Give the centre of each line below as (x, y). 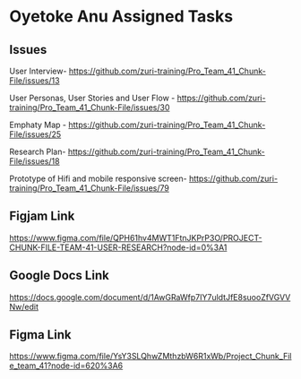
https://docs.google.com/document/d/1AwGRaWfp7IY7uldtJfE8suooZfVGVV (150, 297)
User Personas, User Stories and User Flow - (92, 98)
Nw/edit (24, 306)
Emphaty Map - (38, 125)
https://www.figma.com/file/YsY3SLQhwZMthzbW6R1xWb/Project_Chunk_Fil (150, 357)
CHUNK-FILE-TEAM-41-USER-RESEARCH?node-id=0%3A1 (118, 247)
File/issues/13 (34, 81)
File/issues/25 (35, 134)
